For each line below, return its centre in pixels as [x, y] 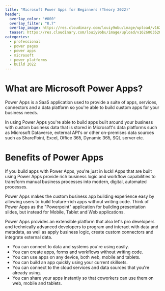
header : [13, 14]
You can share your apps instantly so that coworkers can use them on [83, 278]
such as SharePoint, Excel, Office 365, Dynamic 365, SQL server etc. [75, 138]
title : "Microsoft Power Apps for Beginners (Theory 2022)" [68, 10]
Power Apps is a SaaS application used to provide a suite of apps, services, [82, 102]
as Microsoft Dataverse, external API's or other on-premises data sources [80, 132]
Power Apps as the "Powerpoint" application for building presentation [75, 207]
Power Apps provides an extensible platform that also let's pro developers [80, 222]
